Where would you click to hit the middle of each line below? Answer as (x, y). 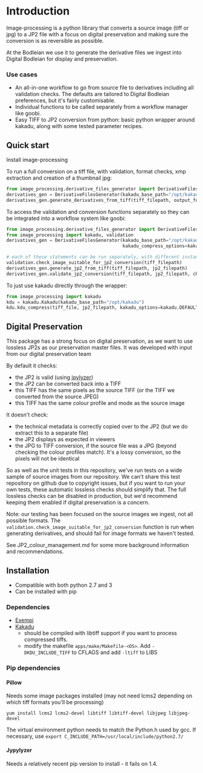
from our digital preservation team (49, 354)
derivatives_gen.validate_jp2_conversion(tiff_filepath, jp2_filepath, (98, 274)
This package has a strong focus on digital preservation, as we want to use (100, 341)
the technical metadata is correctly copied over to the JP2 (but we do (101, 427)
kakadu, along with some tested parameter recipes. (79, 126)
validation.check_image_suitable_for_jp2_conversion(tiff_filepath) (94, 263)
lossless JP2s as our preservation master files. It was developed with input (99, 348)
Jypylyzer (19, 750)
